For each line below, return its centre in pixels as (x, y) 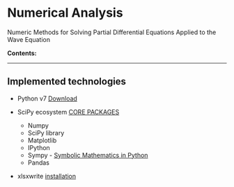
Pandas (39, 163)
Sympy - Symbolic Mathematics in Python (88, 155)
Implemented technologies (67, 82)
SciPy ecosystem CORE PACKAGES (68, 112)
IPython (39, 147)
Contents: (22, 53)
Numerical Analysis (65, 13)
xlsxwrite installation (47, 176)
